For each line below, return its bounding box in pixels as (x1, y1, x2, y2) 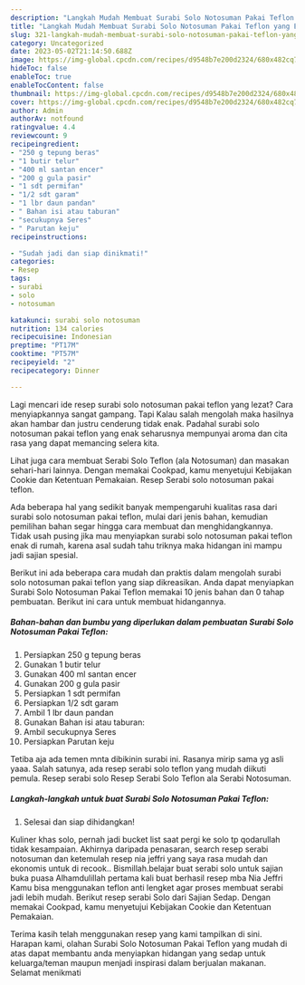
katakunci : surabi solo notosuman (10, 315, 141, 324)
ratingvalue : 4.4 (10, 123, 76, 132)
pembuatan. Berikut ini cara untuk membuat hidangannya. (10, 595, 226, 607)
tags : (10, 274, 31, 284)
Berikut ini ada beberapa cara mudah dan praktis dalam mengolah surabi (10, 567, 281, 578)
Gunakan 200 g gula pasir (23, 678, 120, 689)
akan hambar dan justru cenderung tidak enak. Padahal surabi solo (10, 418, 261, 429)
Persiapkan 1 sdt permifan (23, 688, 121, 699)
